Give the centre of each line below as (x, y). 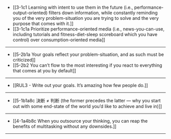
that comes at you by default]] (44, 71)
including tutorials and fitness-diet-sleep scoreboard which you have (85, 34)
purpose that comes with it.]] (43, 23)
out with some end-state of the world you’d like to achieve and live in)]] (87, 106)
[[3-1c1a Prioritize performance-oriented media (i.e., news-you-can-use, (89, 29)
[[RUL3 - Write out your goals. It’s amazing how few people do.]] (80, 85)
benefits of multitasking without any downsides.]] (64, 126)
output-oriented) (30, 13)
